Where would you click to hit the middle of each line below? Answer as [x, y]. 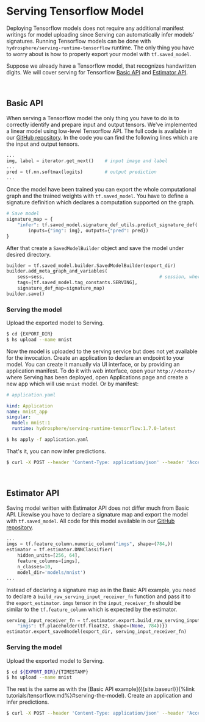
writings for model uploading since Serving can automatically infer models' [100, 34]
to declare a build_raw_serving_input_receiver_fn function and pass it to [99, 596]
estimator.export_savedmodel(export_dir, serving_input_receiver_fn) [97, 632]
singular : [19, 417]
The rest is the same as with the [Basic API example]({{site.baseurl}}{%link [101, 689]
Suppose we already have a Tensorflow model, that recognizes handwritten [101, 66]
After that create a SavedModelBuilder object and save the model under [95, 248]
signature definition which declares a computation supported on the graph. [101, 202]
